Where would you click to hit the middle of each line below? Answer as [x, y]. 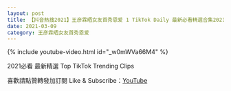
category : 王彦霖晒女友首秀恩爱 [48, 32]
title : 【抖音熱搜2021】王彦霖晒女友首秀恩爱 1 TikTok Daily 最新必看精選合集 [110, 20]
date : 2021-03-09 [32, 26]
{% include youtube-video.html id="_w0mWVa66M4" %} [88, 52]
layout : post [26, 13]
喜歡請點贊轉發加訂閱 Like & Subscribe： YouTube [77, 81]
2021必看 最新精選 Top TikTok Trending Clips [71, 66]
